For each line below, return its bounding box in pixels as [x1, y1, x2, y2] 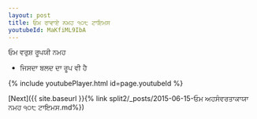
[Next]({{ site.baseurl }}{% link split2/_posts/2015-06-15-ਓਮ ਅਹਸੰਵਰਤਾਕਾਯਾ [8, 94, 249, 103]
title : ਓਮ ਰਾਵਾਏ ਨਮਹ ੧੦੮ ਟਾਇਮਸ [8, 19, 110, 27]
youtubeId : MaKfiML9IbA [8, 26, 87, 34]
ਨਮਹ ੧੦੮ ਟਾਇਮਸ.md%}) [8, 103, 85, 112]
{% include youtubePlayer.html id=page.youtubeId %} [8, 79, 184, 88]
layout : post [8, 11, 51, 20]
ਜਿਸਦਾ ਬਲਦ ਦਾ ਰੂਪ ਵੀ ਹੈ [19, 63, 88, 73]
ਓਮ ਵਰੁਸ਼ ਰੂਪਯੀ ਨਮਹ [8, 48, 66, 57]
